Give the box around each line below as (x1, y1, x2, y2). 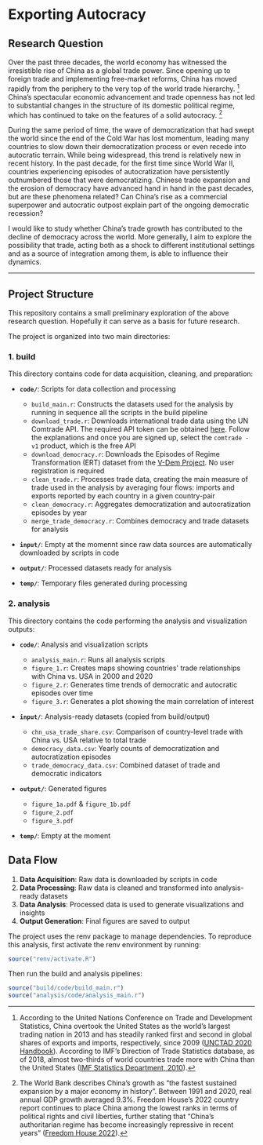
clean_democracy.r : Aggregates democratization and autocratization (31, 500, 251, 509)
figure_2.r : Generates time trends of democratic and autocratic (31, 680, 238, 689)
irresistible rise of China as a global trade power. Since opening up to (8, 66, 231, 75)
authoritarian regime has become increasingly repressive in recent (19, 1120, 234, 1129)
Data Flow (8, 854, 58, 867)
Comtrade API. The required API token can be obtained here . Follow (31, 425, 250, 434)
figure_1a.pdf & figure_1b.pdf (31, 799, 131, 808)
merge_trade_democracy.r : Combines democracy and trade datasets (31, 516, 250, 526)
